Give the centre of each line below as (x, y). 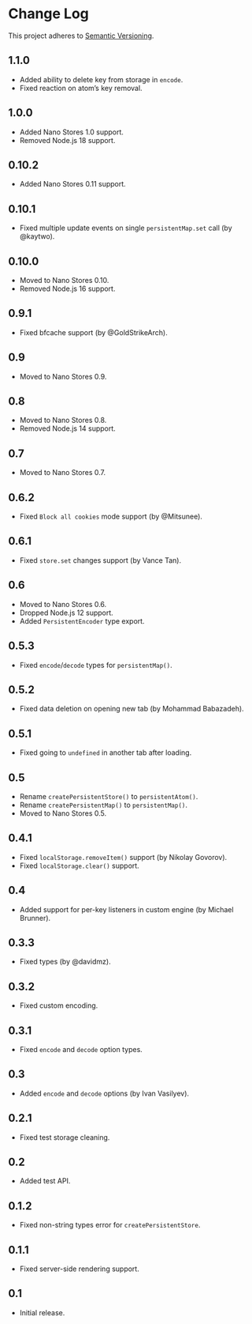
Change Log (48, 14)
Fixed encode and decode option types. (81, 1049)
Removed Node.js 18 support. (67, 140)
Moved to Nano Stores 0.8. (63, 421)
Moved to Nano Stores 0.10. (64, 280)
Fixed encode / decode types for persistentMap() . (96, 665)
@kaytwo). (37, 236)
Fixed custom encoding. (59, 1005)
